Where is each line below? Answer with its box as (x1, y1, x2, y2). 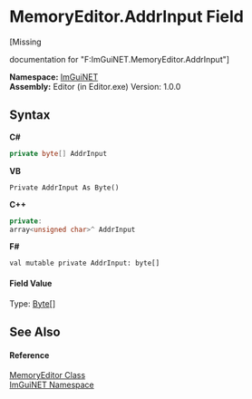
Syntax (9, 107, 51, 123)
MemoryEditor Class (9, 370, 86, 381)
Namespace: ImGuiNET (9, 71, 99, 83)
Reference (9, 349, 50, 360)
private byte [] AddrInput (9, 149, 107, 158)
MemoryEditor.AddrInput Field (9, 6, 245, 27)
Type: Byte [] (9, 297, 56, 309)
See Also (9, 324, 61, 339)
